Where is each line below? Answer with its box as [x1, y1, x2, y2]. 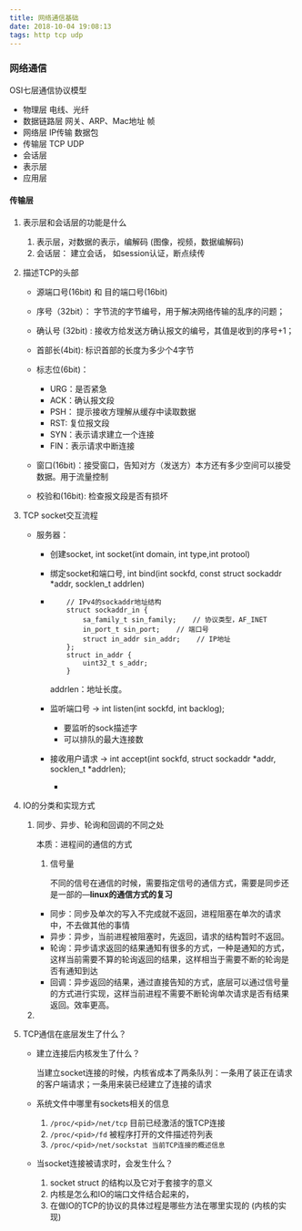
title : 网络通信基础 [9, 13, 79, 23]
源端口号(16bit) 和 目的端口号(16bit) [35, 286, 168, 297]
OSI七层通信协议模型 [9, 84, 87, 96]
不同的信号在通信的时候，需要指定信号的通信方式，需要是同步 [49, 877, 282, 888]
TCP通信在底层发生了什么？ [22, 1028, 127, 1040]
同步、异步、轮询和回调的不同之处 [35, 819, 165, 830]
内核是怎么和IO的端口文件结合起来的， [49, 1188, 194, 1199]
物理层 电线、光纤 [22, 104, 89, 115]
